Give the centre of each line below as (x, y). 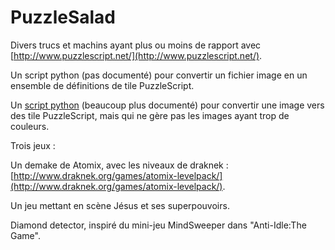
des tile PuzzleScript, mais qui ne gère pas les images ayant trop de (150, 115)
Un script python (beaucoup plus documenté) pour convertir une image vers (167, 105)
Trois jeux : (33, 145)
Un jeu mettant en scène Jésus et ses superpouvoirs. (120, 205)
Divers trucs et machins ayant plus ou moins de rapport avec (136, 45)
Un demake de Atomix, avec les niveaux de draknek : (119, 165)
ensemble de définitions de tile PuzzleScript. (102, 85)
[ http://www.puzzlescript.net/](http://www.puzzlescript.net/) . (136, 55)
